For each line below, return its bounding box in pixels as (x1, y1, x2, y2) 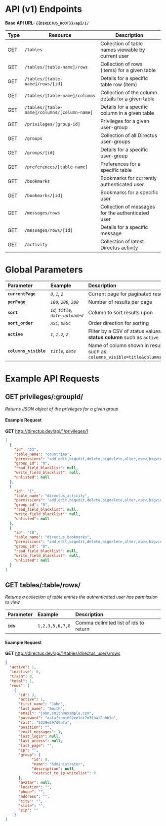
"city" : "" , (18, 798, 43, 804)
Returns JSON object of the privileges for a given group (5, 406, 119, 412)
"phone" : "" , (18, 789, 45, 794)
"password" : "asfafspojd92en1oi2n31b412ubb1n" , (18, 715, 119, 720)
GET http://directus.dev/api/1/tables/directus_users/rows (5, 650, 121, 656)
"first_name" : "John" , (18, 701, 65, 707)
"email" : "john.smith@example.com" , (18, 711, 94, 716)
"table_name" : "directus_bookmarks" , (14, 535, 92, 540)
